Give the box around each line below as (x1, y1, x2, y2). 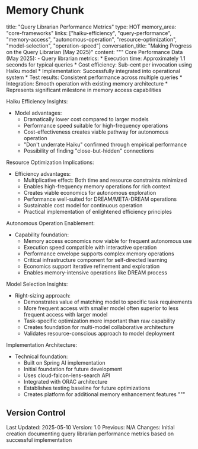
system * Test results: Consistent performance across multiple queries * (6, 74, 183, 81)
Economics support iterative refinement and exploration (23, 263, 160, 270)
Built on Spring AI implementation (23, 359, 106, 366)
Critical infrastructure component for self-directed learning (23, 256, 168, 263)
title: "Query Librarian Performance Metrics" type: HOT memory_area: (6, 23, 177, 30)
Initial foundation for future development (23, 365, 123, 372)
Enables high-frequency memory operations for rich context (23, 182, 171, 190)
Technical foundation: (14, 353, 68, 360)
